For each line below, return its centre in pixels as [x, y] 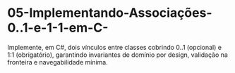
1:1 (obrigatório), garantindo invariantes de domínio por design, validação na [117, 55]
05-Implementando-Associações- [110, 13]
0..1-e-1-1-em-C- [58, 28]
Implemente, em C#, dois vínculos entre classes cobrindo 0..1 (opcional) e [115, 47]
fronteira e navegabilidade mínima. [58, 62]
